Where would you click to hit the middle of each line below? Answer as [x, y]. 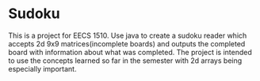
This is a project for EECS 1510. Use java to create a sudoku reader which [128, 35]
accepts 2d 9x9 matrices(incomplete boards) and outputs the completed [127, 43]
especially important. [42, 68]
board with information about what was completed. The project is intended [130, 52]
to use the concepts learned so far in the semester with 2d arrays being [125, 61]
